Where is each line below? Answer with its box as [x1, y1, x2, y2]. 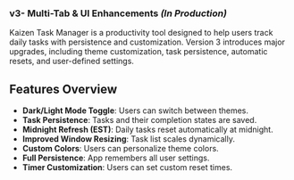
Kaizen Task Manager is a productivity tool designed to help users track [9, 28, 273, 38]
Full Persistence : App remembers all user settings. [21, 152, 210, 163]
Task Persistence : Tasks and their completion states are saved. [21, 115, 257, 126]
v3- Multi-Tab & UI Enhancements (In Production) [9, 7, 228, 20]
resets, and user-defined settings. [9, 56, 134, 67]
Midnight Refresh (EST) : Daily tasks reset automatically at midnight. [21, 124, 274, 135]
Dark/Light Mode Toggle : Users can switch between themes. [21, 105, 248, 116]
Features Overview [9, 81, 118, 96]
